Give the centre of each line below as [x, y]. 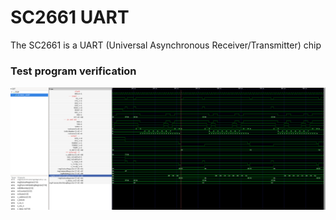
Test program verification [73, 71]
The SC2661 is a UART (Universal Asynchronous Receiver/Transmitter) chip [166, 45]
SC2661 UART [70, 17]
